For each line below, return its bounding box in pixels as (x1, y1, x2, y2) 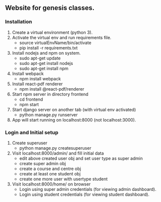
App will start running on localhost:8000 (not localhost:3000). (12, 117, 136, 123)
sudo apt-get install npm (19, 65, 69, 71)
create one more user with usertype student (19, 176, 108, 182)
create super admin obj (19, 160, 66, 166)
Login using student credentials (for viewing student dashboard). (19, 191, 150, 197)
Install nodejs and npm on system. (12, 50, 81, 56)
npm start (19, 101, 39, 107)
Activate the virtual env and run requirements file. (12, 34, 112, 40)
